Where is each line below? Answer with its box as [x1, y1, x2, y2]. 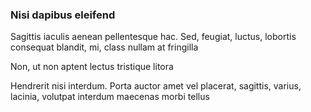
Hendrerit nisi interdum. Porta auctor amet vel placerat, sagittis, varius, [10, 80, 302, 92]
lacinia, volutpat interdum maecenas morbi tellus [10, 91, 210, 103]
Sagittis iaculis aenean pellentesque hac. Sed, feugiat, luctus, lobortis [10, 31, 297, 43]
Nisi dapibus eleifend [10, 8, 116, 22]
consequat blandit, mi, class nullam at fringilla [10, 41, 199, 53]
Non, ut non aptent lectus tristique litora [10, 61, 174, 73]
